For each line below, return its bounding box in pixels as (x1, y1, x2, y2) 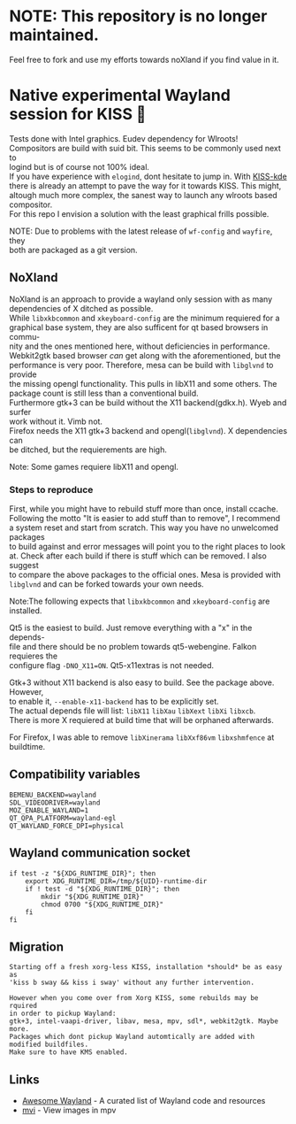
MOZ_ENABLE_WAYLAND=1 (9, 805, 89, 815)
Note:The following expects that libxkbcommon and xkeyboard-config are (9, 596, 270, 606)
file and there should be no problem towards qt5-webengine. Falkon (9, 641, 257, 651)
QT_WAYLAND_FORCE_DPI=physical (9, 821, 125, 830)
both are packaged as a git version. (9, 244, 139, 255)
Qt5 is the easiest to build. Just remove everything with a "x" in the (9, 622, 253, 633)
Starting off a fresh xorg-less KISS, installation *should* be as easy (9, 963, 283, 972)
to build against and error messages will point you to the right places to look (9, 541, 285, 551)
